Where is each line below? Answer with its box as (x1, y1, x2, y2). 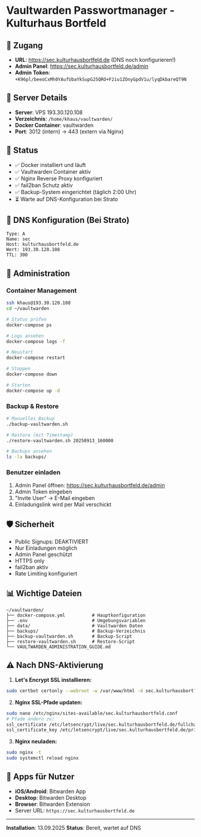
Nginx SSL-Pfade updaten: (14, 698, 83, 706)
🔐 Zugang (6, 40, 43, 50)
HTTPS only (14, 557, 45, 565)
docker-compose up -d (6, 388, 60, 394)
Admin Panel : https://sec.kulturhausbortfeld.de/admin (14, 62, 148, 70)
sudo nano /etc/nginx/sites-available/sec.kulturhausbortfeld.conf (6, 710, 178, 716)
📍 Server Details (6, 93, 68, 103)
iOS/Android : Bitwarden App (14, 788, 86, 795)
